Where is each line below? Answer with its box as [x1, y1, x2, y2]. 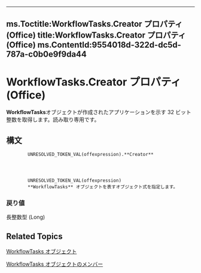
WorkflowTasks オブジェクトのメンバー [6, 260, 103, 268]
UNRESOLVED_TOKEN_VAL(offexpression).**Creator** [28, 152, 154, 158]
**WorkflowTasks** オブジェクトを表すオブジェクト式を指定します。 [28, 184, 178, 190]
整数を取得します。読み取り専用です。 [6, 116, 100, 123]
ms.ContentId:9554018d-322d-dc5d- [37, 40, 181, 50]
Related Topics [6, 231, 63, 241]
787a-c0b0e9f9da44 [6, 49, 87, 60]
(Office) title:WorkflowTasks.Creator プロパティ [6, 30, 187, 41]
